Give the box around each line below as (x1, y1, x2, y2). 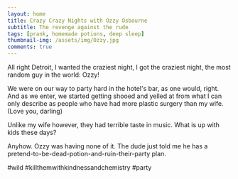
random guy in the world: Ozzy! (7, 70, 99, 79)
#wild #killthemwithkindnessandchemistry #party (7, 163, 152, 171)
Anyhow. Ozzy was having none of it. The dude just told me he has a (7, 142, 208, 150)
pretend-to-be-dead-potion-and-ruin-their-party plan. (7, 150, 167, 158)
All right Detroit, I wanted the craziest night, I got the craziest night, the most (7, 63, 231, 71)
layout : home (7, 10, 46, 18)
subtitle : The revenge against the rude (7, 23, 129, 31)
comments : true (7, 43, 53, 50)
